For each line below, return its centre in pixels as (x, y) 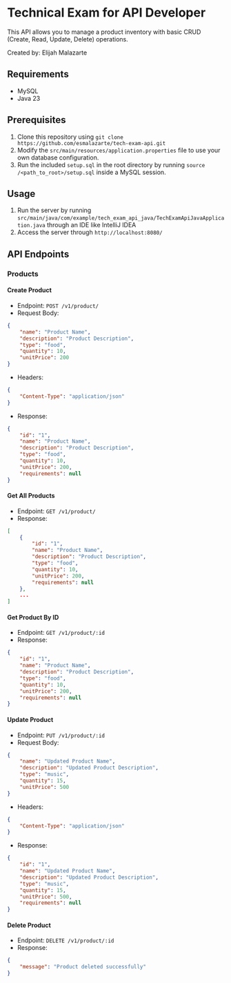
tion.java (31, 226)
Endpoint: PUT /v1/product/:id (61, 735)
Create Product (29, 290)
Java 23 (29, 98)
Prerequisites (37, 120)
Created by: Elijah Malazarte (47, 53)
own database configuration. (58, 158)
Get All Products (31, 496)
